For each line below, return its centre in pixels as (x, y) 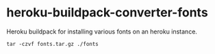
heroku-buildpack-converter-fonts (107, 13)
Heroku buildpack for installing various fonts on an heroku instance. (102, 31)
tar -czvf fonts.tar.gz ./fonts (52, 44)
